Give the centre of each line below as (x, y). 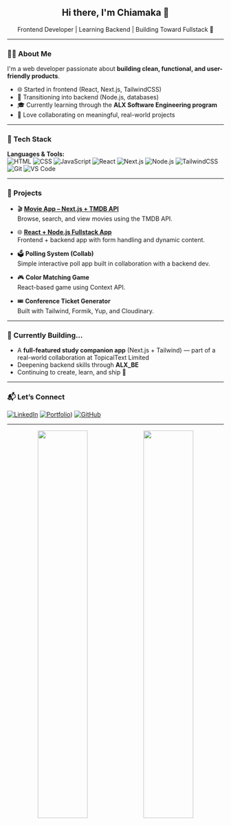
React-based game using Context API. (71, 287)
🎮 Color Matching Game (53, 277)
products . (46, 76)
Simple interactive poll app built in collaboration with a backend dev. (113, 264)
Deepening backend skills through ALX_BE (78, 365)
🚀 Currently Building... (45, 335)
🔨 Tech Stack (30, 139)
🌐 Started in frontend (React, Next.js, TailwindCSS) (89, 90)
